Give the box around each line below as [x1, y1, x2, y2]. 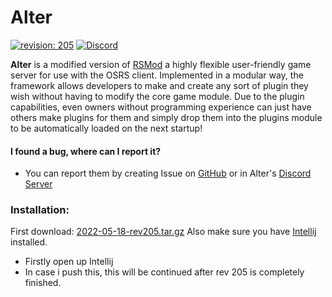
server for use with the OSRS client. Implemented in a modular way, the [10, 69, 304, 81]
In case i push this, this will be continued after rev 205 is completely [24, 266, 305, 278]
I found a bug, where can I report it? [10, 145, 162, 157]
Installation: [10, 203, 70, 217]
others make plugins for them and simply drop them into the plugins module [10, 111, 323, 123]
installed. [10, 236, 48, 248]
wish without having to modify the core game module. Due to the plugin [10, 90, 305, 102]
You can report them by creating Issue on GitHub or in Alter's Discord [24, 167, 312, 180]
